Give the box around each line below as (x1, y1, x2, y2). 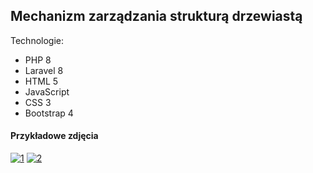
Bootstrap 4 (24, 107, 74, 119)
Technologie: (10, 34, 65, 46)
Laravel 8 (24, 64, 64, 76)
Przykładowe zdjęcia (10, 130, 99, 142)
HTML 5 (24, 75, 59, 87)
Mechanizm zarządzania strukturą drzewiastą (10, 8, 303, 25)
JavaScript (24, 85, 70, 98)
